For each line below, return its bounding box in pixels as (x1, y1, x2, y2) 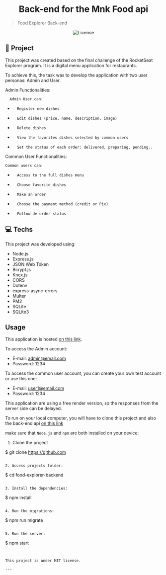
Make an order (17, 192, 46, 197)
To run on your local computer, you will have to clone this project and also (5, 415, 157, 421)
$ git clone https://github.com (5, 449, 66, 455)
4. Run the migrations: (5, 508, 55, 514)
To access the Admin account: (5, 346, 68, 352)
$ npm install (5, 494, 32, 500)
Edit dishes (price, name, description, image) (17, 116, 118, 121)
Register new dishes (17, 106, 60, 111)
